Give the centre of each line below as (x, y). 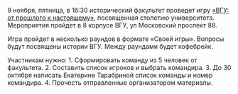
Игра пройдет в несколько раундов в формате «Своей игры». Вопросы (116, 39)
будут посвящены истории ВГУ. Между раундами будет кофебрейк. (110, 46)
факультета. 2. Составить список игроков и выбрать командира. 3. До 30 (119, 67)
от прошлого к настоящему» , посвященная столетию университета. (111, 18)
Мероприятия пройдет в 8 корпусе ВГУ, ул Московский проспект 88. (113, 25)
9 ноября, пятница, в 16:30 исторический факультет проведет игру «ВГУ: (118, 10)
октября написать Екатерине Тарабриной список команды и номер (110, 75)
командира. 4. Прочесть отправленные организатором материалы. (110, 83)
